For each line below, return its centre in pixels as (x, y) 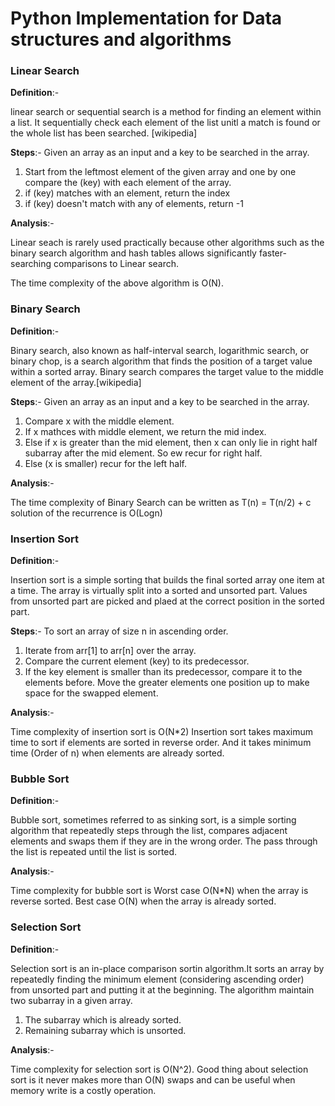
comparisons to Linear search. (116, 264)
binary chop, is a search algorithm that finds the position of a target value (161, 361)
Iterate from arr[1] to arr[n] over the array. (110, 651)
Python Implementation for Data (146, 18)
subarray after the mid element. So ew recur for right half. (143, 453)
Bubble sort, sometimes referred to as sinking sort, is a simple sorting (153, 820)
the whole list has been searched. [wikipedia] (104, 133)
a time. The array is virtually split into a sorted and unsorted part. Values (159, 591)
